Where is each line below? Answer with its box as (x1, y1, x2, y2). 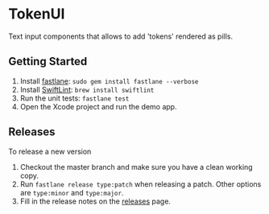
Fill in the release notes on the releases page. (19, 196, 172, 206)
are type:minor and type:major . (19, 187, 124, 197)
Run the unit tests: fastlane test (19, 93, 130, 103)
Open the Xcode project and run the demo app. (19, 101, 177, 111)
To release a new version (8, 146, 92, 156)
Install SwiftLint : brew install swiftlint (19, 84, 155, 94)
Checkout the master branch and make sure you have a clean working (19, 162, 253, 171)
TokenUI (8, 5, 65, 23)
